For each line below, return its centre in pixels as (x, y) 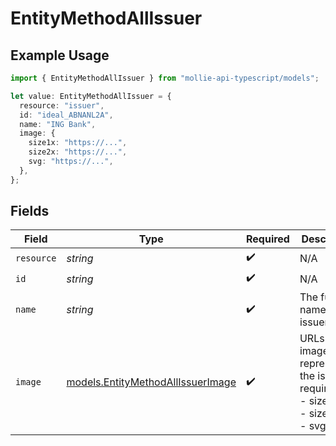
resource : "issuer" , (62, 105)
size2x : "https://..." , (78, 152)
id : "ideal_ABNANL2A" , (66, 115)
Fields (30, 211)
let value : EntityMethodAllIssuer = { (91, 96)
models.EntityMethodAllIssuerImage (151, 382)
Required (267, 239)
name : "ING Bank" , (58, 124)
